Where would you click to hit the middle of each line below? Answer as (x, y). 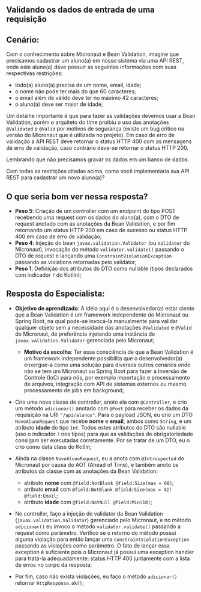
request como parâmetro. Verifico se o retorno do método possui (95, 532)
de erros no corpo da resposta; (53, 564)
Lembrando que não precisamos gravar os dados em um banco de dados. (98, 159)
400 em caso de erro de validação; (58, 236)
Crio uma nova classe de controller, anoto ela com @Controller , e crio (101, 402)
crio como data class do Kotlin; (53, 446)
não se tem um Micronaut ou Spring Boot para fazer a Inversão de (105, 371)
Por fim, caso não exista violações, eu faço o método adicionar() (96, 576)
